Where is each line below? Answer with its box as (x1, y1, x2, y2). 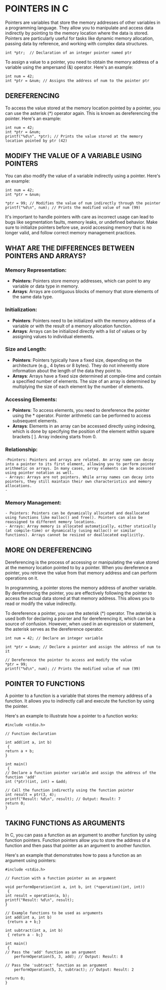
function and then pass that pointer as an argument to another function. (5, 843, 152, 849)
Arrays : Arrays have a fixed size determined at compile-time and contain (12, 373, 162, 379)
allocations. (5, 484, 32, 489)
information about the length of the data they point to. (12, 368, 122, 374)
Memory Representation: (5, 267, 67, 274)
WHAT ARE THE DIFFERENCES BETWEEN (5, 244, 135, 252)
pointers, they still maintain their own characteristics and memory (5, 479, 152, 484)
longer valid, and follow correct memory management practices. (5, 229, 136, 235)
